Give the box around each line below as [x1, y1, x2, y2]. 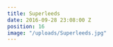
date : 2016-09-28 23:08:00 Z [7, 17, 92, 23]
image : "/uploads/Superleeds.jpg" [7, 29, 107, 37]
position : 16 [7, 23, 45, 30]
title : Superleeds [7, 10, 60, 17]
